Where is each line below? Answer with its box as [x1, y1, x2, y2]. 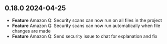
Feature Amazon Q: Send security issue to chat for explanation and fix [12, 33, 157, 39]
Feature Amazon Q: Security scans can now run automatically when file [12, 22, 160, 28]
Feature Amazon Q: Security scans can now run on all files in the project [12, 17, 162, 23]
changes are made [12, 27, 51, 34]
